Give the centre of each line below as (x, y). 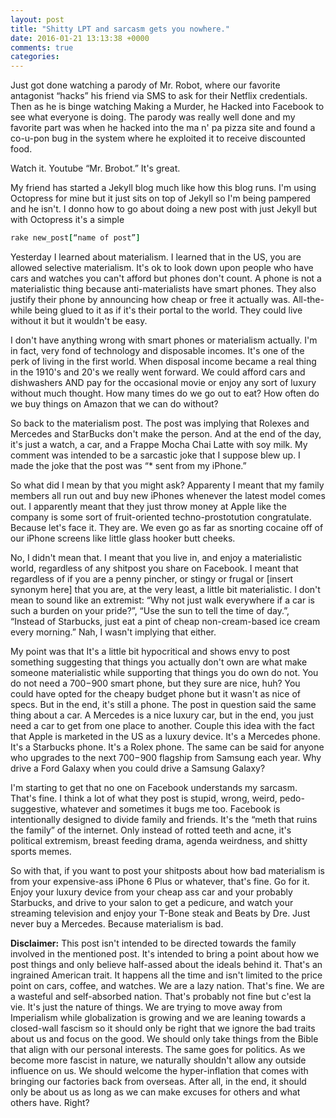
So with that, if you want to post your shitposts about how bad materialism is (168, 870)
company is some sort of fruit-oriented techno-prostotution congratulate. (161, 517)
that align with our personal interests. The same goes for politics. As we (158, 1049)
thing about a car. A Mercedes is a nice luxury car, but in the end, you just (162, 715)
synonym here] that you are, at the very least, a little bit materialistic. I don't (165, 589)
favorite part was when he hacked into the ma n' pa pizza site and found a (163, 128)
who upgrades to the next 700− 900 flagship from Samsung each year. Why (166, 757)
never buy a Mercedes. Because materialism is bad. (117, 924)
